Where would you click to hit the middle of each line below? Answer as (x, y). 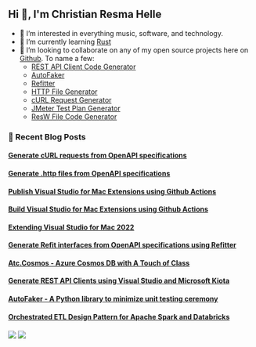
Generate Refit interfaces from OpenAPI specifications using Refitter (122, 245)
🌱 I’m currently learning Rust (65, 42)
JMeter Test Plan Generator (76, 108)
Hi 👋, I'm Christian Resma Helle (85, 14)
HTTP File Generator (64, 92)
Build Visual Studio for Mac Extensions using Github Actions (108, 209)
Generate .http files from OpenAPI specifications (89, 173)
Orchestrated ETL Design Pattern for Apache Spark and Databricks (119, 316)
